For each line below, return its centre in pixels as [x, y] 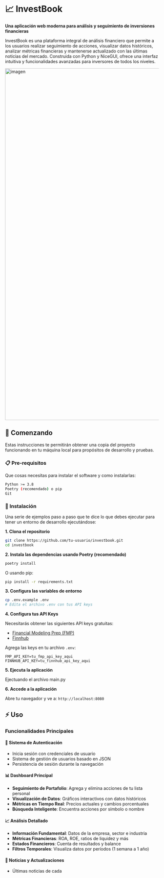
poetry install [20, 563]
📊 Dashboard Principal [29, 776]
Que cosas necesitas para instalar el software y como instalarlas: [70, 476]
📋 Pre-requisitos [26, 463]
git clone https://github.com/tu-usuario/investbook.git [64, 540]
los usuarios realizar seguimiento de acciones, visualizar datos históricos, [79, 46]
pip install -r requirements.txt [39, 582]
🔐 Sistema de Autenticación [34, 743]
